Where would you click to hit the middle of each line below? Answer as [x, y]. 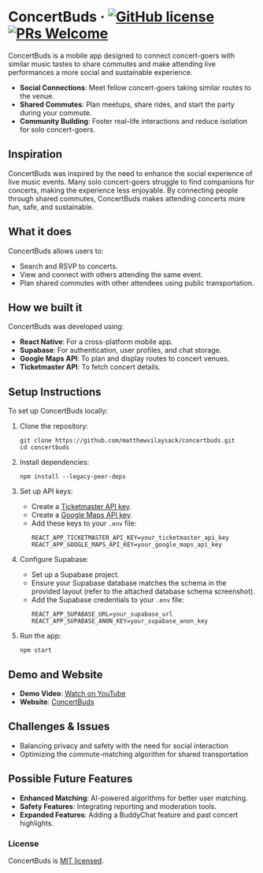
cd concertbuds [44, 448]
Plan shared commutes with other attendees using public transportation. [137, 283]
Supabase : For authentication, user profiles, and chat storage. [120, 350]
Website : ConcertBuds [57, 702]
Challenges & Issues [59, 727]
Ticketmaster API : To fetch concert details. [90, 367]
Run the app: [40, 636]
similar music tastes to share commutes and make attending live [112, 64]
